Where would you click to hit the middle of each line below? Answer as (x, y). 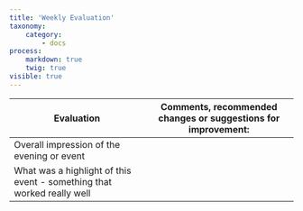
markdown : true (54, 60)
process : (26, 51)
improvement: (219, 129)
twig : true (46, 69)
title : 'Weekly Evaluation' (62, 18)
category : (44, 34)
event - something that (63, 181)
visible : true (36, 77)
